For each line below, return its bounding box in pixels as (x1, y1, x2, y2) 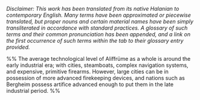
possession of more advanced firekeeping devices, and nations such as (6, 75, 185, 81)
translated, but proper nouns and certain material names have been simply (6, 18, 194, 25)
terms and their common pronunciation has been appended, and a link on (6, 31, 191, 38)
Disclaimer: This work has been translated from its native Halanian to (6, 5, 179, 12)
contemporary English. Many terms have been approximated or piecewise (6, 11, 192, 19)
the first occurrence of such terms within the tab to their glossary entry (6, 37, 184, 44)
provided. (6, 43, 30, 51)
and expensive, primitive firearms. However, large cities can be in (6, 68, 169, 75)
